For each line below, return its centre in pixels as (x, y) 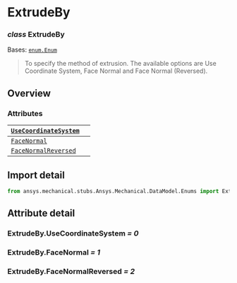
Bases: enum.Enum (32, 50)
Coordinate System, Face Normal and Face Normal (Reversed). (116, 71)
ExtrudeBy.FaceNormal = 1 (54, 253)
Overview (29, 93)
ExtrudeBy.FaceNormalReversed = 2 (71, 272)
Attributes (25, 113)
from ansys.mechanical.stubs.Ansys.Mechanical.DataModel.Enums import (113, 191)
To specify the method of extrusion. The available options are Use (120, 64)
